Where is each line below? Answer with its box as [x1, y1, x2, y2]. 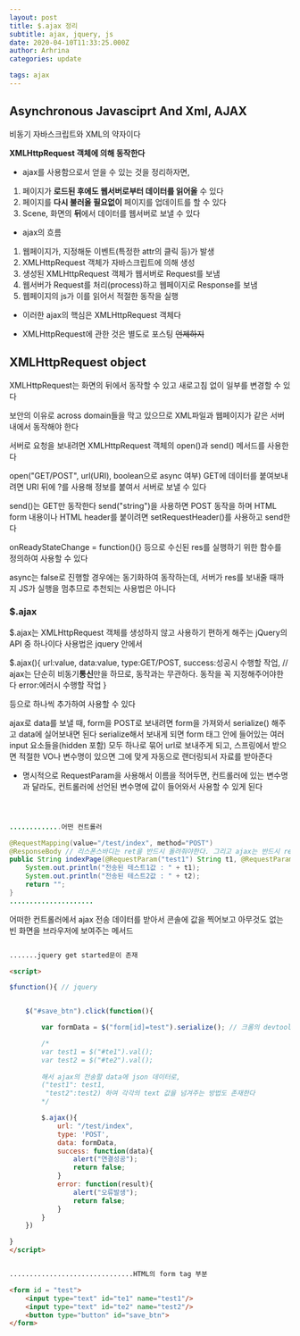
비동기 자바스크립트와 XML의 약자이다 [9, 129, 141, 139]
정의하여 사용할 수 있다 [9, 553, 88, 564]
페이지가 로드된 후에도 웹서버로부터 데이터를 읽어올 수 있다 [21, 185, 224, 196]
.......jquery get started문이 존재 [9, 950, 138, 960]
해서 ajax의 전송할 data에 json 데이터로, [41, 1073, 181, 1081]
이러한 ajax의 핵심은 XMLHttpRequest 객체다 [21, 309, 181, 320]
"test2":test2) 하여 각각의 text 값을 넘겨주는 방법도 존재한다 [45, 1089, 256, 1098]
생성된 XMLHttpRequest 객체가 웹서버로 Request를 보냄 [21, 268, 221, 279]
